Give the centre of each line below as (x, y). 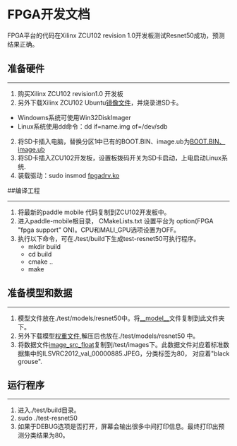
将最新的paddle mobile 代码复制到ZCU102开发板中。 (94, 212)
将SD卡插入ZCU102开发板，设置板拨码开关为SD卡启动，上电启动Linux (120, 158)
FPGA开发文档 (49, 14)
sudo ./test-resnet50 (47, 418)
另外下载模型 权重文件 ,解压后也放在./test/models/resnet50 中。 (108, 336)
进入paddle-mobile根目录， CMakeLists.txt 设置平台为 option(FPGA (115, 221)
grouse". (30, 361)
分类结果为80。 (46, 435)
